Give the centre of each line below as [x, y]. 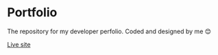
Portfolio [32, 13]
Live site [19, 44]
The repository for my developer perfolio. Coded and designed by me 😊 [109, 31]
